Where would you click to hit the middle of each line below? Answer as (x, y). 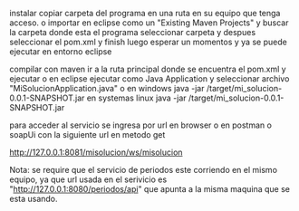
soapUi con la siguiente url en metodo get (87, 134)
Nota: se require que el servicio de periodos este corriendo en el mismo (144, 170)
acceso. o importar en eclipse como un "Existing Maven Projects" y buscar (149, 23)
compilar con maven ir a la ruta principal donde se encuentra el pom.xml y (148, 69)
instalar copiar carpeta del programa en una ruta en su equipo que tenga (145, 13)
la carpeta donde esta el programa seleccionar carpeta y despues (133, 32)
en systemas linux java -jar (137, 98)
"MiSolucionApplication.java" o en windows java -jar (107, 88)
